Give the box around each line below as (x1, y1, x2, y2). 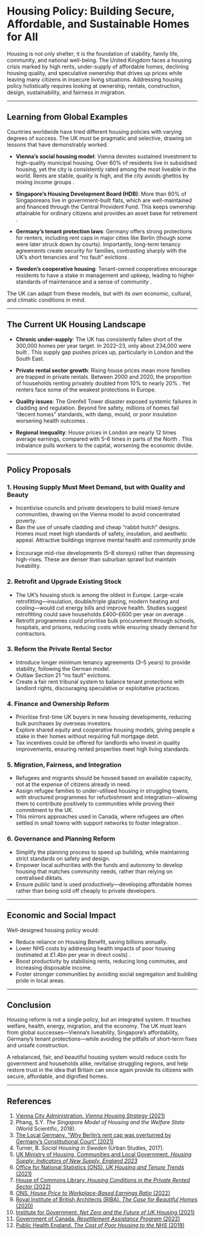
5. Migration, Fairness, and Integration (7, 761, 122, 769)
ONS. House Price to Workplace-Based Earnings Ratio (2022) (15, 1190, 171, 1197)
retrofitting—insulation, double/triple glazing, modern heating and (15, 598, 179, 605)
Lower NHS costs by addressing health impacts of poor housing (15, 944, 176, 952)
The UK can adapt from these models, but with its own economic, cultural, (7, 290, 192, 297)
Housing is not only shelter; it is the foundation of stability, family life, (7, 50, 179, 57)
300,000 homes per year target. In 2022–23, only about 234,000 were (15, 342, 191, 349)
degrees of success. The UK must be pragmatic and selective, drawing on (7, 135, 192, 142)
